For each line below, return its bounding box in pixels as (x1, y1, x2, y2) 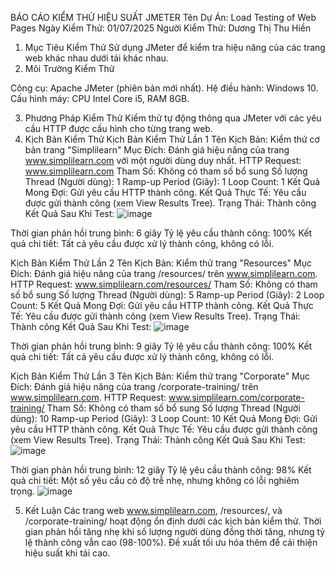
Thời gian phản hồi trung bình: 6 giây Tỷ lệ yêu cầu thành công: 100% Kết (10, 227, 313, 239)
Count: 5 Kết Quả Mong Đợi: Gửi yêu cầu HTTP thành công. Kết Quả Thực (10, 300, 314, 311)
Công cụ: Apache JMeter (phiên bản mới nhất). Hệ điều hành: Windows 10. (10, 82, 319, 94)
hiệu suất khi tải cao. (24, 547, 111, 559)
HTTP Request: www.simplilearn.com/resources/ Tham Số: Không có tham (10, 278, 318, 290)
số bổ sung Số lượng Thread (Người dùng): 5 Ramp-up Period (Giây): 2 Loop (10, 289, 325, 301)
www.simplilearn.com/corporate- (168, 392, 305, 403)
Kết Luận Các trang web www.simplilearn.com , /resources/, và (24, 505, 283, 516)
